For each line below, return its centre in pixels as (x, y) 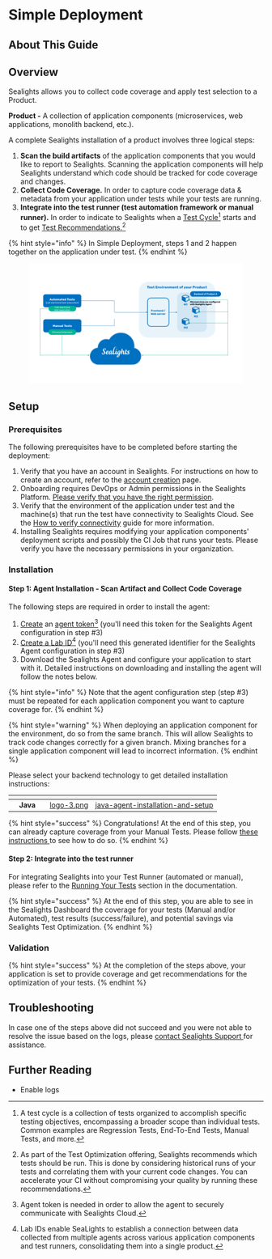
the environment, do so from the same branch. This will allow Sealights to (131, 734)
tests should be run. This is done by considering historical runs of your (138, 1163)
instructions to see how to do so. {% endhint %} (88, 840)
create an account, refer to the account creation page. (110, 480)
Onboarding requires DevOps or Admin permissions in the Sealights (133, 488)
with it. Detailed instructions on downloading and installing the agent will (140, 668)
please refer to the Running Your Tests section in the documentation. (123, 885)
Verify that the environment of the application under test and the (127, 505)
